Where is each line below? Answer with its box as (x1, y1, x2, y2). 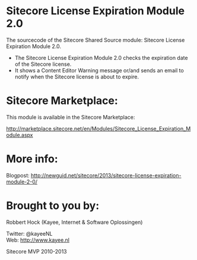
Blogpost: (6, 172, 30, 179)
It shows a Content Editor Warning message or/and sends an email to (14, 66, 184, 74)
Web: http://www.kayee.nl (6, 236, 70, 243)
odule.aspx (6, 131, 33, 138)
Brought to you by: (6, 199, 100, 212)
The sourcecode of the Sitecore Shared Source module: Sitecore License (6, 36, 185, 43)
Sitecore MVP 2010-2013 (6, 248, 67, 255)
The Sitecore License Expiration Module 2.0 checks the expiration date (14, 54, 188, 61)
